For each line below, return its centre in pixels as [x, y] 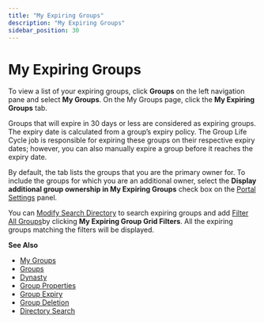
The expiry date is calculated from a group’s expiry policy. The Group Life [128, 132]
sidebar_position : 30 [44, 30]
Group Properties [48, 286]
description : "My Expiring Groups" [67, 23]
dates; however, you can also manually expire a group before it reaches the [130, 149]
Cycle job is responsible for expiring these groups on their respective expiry [132, 140]
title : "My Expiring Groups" [56, 15]
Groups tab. [28, 108]
